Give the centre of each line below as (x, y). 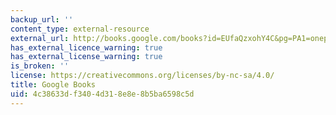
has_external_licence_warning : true (86, 47)
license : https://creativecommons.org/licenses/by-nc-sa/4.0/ (142, 76)
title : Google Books (53, 85)
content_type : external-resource (80, 29)
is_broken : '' (40, 66)
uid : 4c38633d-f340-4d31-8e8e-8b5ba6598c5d (102, 94)
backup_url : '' (42, 19)
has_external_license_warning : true (86, 57)
